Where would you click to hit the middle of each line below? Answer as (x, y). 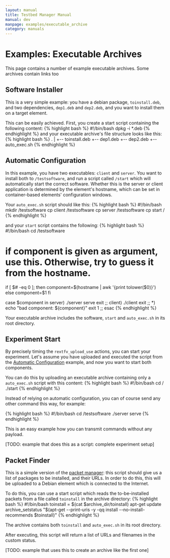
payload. (15, 434)
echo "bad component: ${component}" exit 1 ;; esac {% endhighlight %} (81, 308)
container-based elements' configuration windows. (59, 195)
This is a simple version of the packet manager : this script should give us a (83, 473)
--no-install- (132, 510)
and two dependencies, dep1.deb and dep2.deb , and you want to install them (85, 107)
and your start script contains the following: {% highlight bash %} (75, 225)
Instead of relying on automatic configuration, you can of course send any (83, 398)
